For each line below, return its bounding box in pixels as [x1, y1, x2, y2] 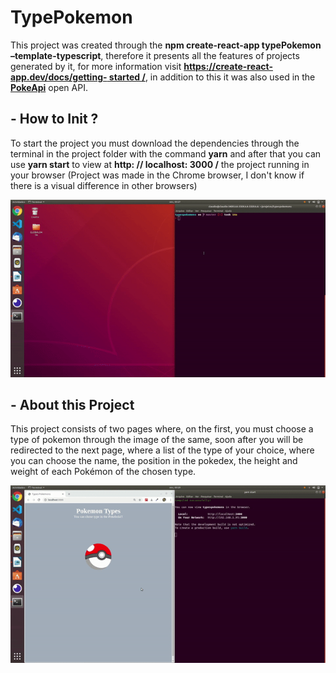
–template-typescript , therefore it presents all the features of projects [10, 49, 300, 61]
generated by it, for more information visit [10, 60, 182, 72]
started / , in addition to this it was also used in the [108, 71, 316, 83]
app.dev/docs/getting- [10, 71, 108, 83]
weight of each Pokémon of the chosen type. [10, 466, 197, 478]
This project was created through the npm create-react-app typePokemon [10, 39, 322, 51]
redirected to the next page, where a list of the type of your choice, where [10, 444, 315, 456]
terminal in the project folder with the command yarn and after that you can [10, 147, 322, 160]
